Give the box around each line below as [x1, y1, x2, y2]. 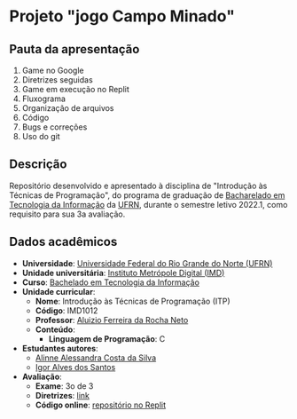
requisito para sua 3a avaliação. [9, 209, 126, 219]
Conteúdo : [35, 324, 75, 335]
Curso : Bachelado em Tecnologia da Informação [21, 277, 199, 288]
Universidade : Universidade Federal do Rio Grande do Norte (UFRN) [21, 257, 273, 268]
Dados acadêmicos [9, 234, 118, 249]
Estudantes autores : [21, 343, 99, 353]
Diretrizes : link [35, 390, 90, 400]
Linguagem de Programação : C [48, 333, 166, 344]
